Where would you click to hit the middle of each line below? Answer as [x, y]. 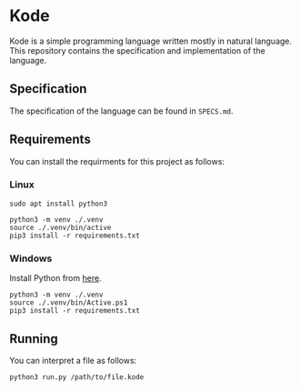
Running [34, 339]
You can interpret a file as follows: [73, 360]
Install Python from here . [55, 278]
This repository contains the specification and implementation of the [137, 50]
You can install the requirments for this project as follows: [117, 161]
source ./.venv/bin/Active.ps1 [69, 303]
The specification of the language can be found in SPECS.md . [121, 111]
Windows [31, 258]
